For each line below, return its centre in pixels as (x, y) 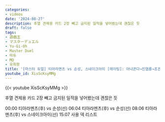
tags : (11, 32)
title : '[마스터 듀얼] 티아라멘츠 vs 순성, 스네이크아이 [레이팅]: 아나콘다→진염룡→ (80, 69)
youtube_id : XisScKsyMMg (30, 74)
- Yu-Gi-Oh (16, 46)
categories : (17, 10)
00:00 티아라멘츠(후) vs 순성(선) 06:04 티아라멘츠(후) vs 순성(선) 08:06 (75, 108)
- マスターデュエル (22, 42)
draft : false (18, 28)
